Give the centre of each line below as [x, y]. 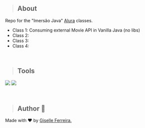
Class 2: [21, 35]
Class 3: [21, 41]
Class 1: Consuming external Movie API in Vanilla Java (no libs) [76, 30]
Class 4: [21, 46]
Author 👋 [31, 109]
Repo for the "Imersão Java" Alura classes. [49, 20]
